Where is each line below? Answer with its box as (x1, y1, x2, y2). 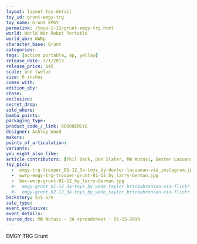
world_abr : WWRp (6, 36, 46, 42)
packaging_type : (6, 118, 46, 124)
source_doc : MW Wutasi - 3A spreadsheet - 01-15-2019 (6, 216, 141, 222)
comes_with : (6, 80, 35, 86)
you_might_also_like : (6, 151, 59, 156)
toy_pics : (6, 162, 30, 168)
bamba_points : (6, 112, 41, 118)
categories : (6, 47, 35, 53)
